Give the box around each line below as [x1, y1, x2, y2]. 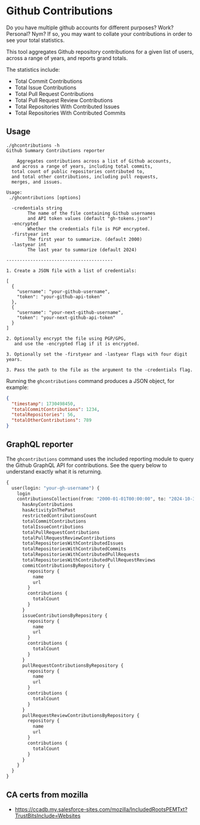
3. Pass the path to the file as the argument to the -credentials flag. [6, 367, 193, 373]
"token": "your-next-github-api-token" [17, 314, 116, 320]
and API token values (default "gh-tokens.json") [27, 215, 153, 221]
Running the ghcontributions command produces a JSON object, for [6, 377, 174, 384]
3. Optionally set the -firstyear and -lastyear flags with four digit [6, 351, 187, 357]
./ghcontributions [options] [8, 194, 82, 200]
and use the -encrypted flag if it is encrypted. [14, 341, 140, 347]
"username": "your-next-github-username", [17, 309, 124, 316]
